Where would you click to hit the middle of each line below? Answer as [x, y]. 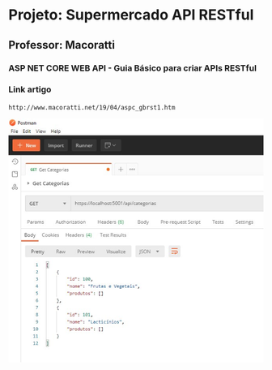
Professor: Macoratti [62, 45]
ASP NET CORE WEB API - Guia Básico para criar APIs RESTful [133, 68]
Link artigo [30, 89]
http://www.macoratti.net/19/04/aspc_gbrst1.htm [92, 107]
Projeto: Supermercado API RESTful [131, 15]
